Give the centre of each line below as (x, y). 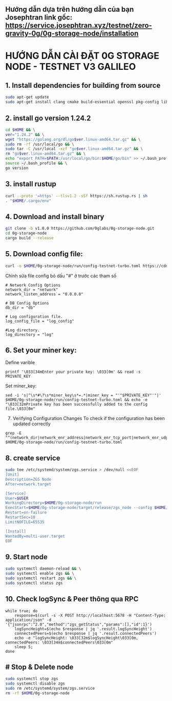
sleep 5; (24, 647)
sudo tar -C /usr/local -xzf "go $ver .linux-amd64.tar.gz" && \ (74, 149)
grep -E (14, 433)
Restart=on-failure (26, 513)
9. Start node (26, 557)
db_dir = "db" (20, 308)
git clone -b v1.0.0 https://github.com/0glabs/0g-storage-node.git (80, 229)
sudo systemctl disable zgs (35, 684)
